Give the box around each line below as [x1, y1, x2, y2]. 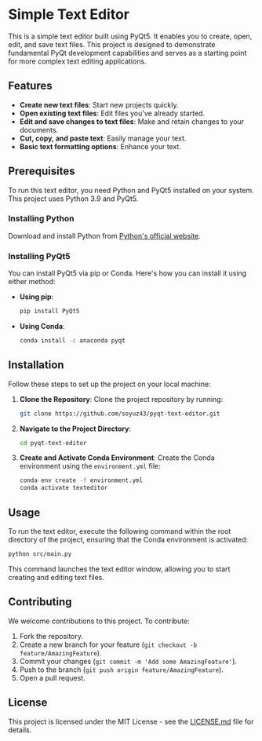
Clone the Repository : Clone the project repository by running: [19, 394, 224, 403]
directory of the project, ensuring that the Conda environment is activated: [8, 535, 249, 545]
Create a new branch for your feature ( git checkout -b [19, 640, 198, 649]
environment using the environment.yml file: [19, 462, 161, 471]
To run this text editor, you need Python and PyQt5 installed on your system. [8, 185, 255, 195]
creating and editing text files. [8, 572, 104, 582]
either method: [8, 277, 56, 287]
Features [8, 79, 53, 93]
